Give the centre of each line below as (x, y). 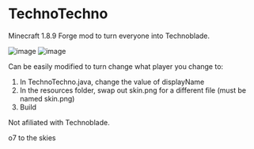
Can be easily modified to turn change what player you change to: (116, 66)
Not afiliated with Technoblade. (59, 122)
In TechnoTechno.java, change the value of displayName (112, 82)
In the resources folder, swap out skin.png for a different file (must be (133, 90)
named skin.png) (47, 98)
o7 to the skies (32, 138)
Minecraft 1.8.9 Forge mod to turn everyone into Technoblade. (109, 36)
